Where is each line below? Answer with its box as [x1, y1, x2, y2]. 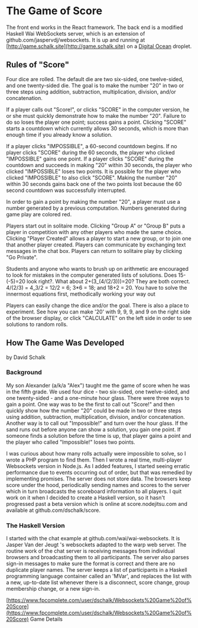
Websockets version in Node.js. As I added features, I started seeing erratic [6, 462, 190, 469]
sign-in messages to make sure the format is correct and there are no [6, 560, 176, 567]
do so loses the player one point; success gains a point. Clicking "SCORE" [6, 118, 187, 126]
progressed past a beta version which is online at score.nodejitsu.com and [6, 500, 188, 507]
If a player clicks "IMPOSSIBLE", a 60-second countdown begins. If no [6, 142, 177, 149]
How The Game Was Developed [6, 338, 125, 348]
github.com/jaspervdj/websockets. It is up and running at [6, 36, 145, 43]
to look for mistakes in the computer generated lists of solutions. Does [6, 271, 177, 278]
